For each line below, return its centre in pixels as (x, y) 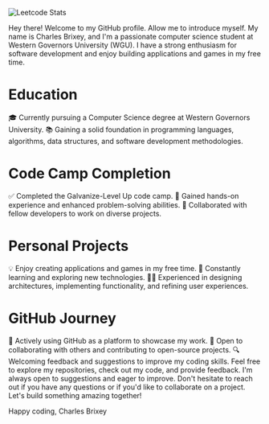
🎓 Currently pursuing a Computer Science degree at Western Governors (129, 117)
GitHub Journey (62, 319)
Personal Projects (69, 246)
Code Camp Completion (90, 174)
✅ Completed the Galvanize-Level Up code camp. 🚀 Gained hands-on (124, 196)
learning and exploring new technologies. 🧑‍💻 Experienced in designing (125, 277)
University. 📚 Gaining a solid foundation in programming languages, (121, 130)
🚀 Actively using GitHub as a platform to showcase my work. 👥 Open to (126, 340)
